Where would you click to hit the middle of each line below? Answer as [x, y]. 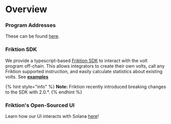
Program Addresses [31, 25]
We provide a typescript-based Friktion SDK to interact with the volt [77, 60]
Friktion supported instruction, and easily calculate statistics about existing [84, 71]
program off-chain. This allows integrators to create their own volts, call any [85, 66]
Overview [26, 9]
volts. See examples [27, 77]
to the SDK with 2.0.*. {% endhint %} [44, 92]
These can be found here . [32, 36]
